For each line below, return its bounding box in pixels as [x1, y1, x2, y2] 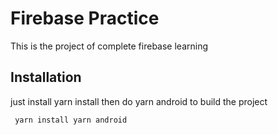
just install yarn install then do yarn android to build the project [10, 95, 268, 107]
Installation [10, 69, 82, 86]
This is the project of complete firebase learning [10, 40, 209, 52]
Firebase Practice [10, 7, 160, 30]
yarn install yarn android [14, 115, 128, 125]
